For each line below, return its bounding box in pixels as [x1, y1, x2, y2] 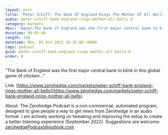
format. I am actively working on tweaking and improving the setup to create [5, 113, 162, 119]
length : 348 [5, 35, 30, 40]
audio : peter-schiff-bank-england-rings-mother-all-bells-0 [5, 16, 133, 21]
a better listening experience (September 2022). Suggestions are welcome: [5, 118, 160, 125]
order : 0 [5, 53, 23, 59]
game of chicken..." [5, 73, 45, 79]
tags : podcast [5, 44, 35, 49]
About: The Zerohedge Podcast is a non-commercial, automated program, [5, 103, 158, 109]
